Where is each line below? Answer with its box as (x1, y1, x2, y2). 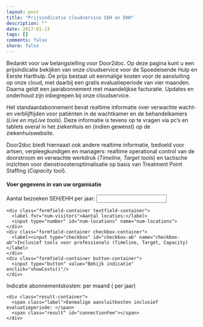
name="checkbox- (139, 235, 181, 241)
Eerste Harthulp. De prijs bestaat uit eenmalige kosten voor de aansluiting (6, 72, 190, 80)
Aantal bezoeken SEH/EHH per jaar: (6, 195, 96, 202)
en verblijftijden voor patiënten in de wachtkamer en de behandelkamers (6, 110, 188, 117)
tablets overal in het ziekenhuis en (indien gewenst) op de (6, 123, 150, 130)
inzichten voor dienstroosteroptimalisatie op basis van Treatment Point (6, 160, 183, 168)
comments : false (6, 37, 47, 43)
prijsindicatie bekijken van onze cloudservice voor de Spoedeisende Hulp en (6, 66, 198, 73)
